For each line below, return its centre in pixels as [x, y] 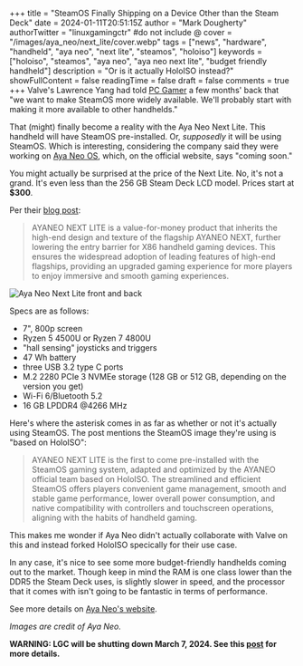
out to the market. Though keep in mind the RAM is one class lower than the [151, 572]
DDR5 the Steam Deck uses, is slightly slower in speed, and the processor [147, 582]
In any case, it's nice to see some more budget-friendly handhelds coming [148, 562]
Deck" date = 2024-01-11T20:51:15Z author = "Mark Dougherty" [128, 23]
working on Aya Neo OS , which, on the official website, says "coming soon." [151, 156]
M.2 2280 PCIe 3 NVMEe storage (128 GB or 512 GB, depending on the [154, 376]
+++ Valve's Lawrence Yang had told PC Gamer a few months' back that [144, 90]
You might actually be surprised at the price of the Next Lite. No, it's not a [147, 173]
